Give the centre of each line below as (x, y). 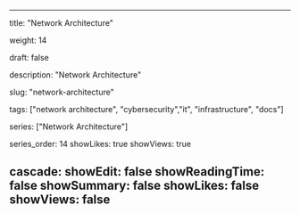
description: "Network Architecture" (75, 75)
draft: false (29, 57)
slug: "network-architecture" (62, 92)
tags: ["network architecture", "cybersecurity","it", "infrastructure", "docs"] (146, 109)
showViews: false (60, 200)
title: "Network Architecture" (62, 23)
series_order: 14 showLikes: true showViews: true (100, 144)
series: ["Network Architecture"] (69, 127)
